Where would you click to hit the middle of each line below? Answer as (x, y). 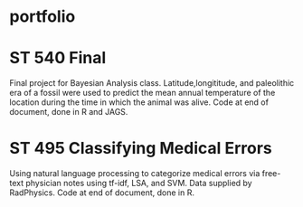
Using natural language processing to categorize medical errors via (135, 174)
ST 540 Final (58, 58)
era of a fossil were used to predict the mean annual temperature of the (142, 93)
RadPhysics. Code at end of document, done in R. (102, 193)
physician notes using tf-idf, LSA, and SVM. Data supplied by (139, 183)
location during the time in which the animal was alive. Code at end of (139, 102)
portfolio (43, 17)
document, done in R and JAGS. (69, 112)
